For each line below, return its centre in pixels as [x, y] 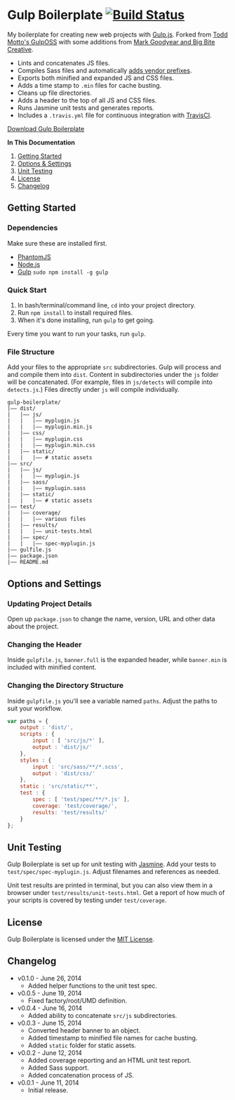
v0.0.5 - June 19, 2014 [49, 993]
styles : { [36, 760]
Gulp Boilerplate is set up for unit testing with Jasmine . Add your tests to [112, 864]
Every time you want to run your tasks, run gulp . [76, 333]
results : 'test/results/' [70, 812]
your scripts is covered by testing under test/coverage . [87, 900]
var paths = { [28, 721]
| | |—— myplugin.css [45, 439]
